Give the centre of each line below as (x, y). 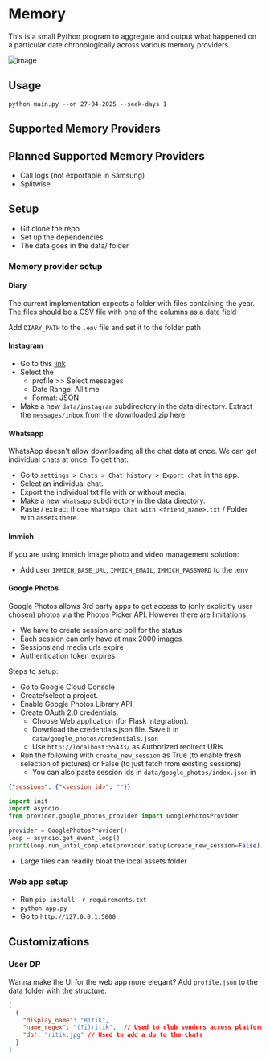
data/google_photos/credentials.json (95, 739)
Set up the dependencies (61, 237)
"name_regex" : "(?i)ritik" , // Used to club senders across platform (143, 1028)
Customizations (49, 942)
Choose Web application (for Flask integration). (110, 720)
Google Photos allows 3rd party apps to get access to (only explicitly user (131, 606)
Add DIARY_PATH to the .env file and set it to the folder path (104, 327)
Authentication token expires (67, 655)
